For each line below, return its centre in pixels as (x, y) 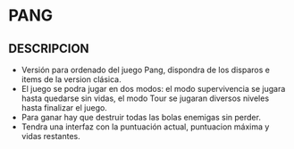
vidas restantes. (51, 136)
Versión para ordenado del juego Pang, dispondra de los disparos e (145, 70)
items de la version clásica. (71, 79)
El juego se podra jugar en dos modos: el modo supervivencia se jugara (153, 89)
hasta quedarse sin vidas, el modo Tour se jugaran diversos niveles (145, 98)
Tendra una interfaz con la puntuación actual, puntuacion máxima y (145, 127)
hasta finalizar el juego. (64, 108)
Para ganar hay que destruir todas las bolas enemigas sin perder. (141, 117)
